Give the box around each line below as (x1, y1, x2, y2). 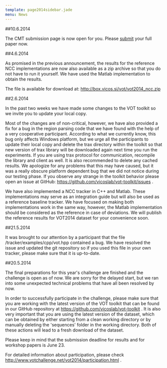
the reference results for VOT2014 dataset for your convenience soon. (5, 214, 150, 220)
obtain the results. (5, 76, 42, 82)
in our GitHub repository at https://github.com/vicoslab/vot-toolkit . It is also (5, 305, 161, 311)
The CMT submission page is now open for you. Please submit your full (5, 35, 152, 41)
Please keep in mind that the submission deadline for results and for (5, 336, 145, 342)
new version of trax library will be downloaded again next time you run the (5, 146, 158, 152)
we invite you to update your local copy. (5, 110, 87, 116)
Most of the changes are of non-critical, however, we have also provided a (5, 120, 158, 126)
